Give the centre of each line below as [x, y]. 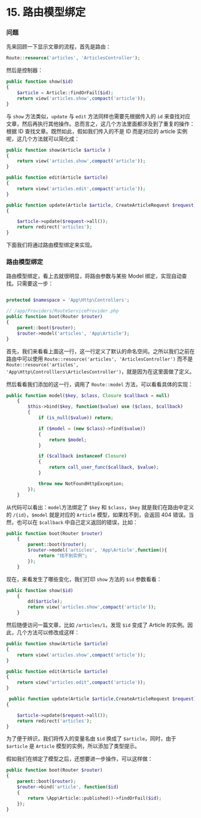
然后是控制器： [25, 70]
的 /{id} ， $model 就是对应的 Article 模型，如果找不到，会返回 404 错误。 [98, 515]
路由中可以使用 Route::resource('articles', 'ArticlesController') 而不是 [100, 359]
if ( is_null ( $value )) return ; [76, 418]
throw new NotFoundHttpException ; [81, 483]
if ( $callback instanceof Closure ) [83, 456]
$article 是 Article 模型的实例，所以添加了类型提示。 [73, 746]
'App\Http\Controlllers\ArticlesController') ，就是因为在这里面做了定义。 [100, 371]
